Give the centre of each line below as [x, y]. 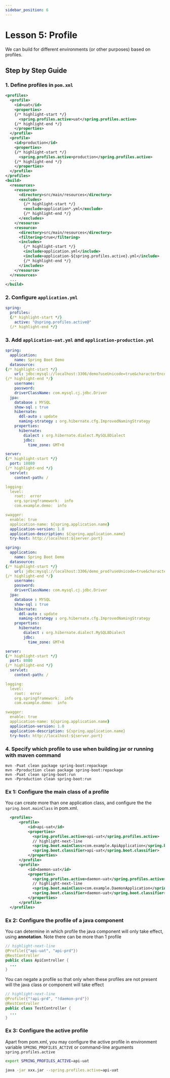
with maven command [33, 755]
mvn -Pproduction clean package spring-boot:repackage [64, 770]
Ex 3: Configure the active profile [47, 1031]
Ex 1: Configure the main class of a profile [57, 791]
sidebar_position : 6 [27, 10]
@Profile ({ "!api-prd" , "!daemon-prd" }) [47, 999]
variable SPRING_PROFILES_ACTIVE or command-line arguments [69, 1047]
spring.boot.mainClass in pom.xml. [42, 808]
